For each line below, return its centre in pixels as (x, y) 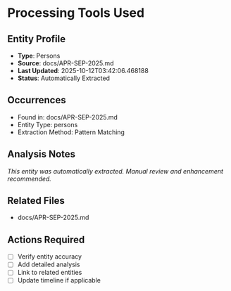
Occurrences (37, 100)
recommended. (29, 179)
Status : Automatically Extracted (64, 78)
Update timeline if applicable (59, 280)
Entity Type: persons (48, 124)
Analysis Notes (42, 154)
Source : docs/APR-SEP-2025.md (65, 63)
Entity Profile (36, 39)
